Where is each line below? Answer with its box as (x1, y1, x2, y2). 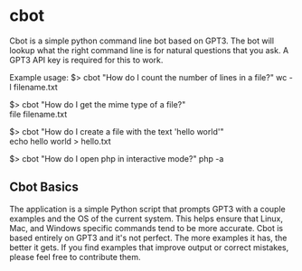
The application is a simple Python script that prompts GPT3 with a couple (9, 203, 287, 214)
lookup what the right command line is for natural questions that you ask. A (9, 44, 289, 55)
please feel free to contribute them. (9, 251, 142, 262)
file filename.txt (9, 108, 68, 119)
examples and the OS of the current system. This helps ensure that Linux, (9, 213, 283, 224)
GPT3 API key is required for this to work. (9, 54, 164, 65)
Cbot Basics (9, 180, 79, 195)
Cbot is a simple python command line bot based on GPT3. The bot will (9, 35, 274, 46)
